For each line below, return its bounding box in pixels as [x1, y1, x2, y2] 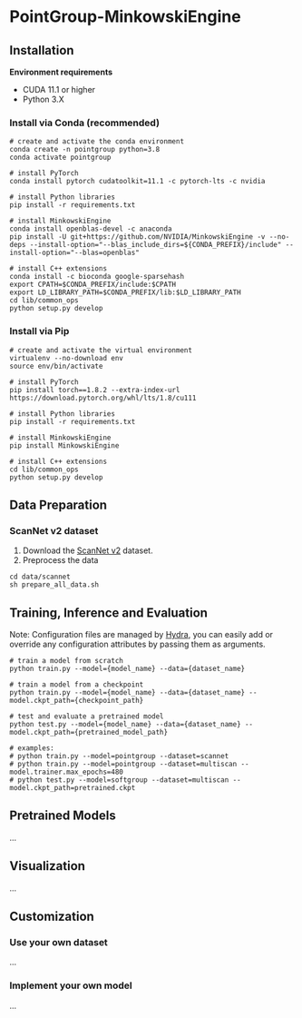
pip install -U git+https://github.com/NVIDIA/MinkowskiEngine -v [9, 232, 266, 242]
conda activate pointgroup [9, 153, 112, 163]
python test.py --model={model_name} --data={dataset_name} [9, 720, 242, 729]
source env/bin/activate [9, 361, 103, 371]
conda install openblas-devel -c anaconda [9, 224, 172, 233]
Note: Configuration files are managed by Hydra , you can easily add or [9, 629, 274, 640]
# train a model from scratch [9, 657, 124, 666]
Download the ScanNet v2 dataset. [22, 545, 153, 556]
